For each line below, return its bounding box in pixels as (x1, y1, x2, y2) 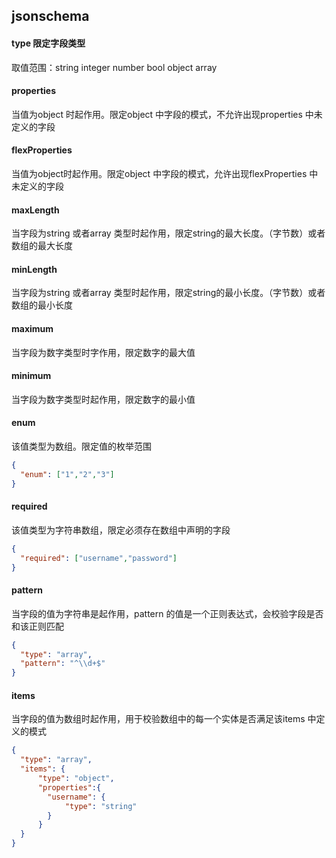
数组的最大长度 (11, 240, 73, 252)
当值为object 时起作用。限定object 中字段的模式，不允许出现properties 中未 (11, 108, 323, 120)
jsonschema (11, 8, 90, 25)
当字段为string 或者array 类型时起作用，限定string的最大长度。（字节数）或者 (11, 227, 326, 239)
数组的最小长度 (11, 299, 73, 311)
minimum (11, 370, 52, 382)
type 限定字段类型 (11, 37, 86, 49)
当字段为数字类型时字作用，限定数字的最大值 (11, 346, 196, 358)
